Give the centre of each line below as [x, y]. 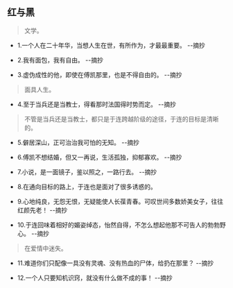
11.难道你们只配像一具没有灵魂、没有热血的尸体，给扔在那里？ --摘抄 [115, 263]
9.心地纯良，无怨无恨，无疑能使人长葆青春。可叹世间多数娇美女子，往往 [120, 201]
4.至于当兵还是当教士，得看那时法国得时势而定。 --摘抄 [97, 104]
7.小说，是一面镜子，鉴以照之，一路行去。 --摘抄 [87, 171]
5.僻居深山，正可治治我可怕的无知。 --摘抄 [78, 142]
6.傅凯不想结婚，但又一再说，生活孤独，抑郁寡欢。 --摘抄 [100, 157]
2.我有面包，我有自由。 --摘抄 [60, 60]
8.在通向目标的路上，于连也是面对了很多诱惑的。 [87, 187]
